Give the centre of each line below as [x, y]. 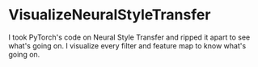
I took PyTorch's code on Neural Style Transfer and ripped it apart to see [129, 37]
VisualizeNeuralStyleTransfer [110, 15]
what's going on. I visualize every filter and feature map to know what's [127, 45]
